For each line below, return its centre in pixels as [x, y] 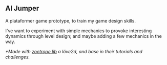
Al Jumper [22, 8]
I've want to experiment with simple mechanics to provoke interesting [79, 31]
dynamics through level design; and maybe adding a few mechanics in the [84, 36]
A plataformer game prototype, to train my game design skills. [71, 20]
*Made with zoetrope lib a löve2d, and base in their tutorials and [74, 51]
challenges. [18, 57]
